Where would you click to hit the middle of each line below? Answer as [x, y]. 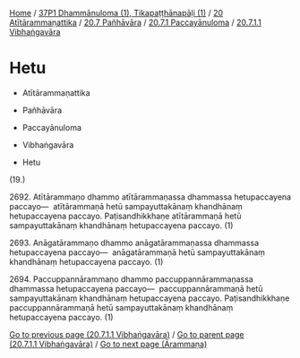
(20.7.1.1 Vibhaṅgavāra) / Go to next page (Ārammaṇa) [108, 344]
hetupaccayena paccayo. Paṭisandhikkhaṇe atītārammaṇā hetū [125, 216]
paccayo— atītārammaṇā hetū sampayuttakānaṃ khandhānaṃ [126, 206]
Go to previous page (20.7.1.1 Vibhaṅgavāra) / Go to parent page [127, 334]
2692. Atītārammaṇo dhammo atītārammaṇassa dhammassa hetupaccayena [150, 197]
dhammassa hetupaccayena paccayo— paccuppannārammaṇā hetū [136, 288]
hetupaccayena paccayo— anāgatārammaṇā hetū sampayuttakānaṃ [137, 252]
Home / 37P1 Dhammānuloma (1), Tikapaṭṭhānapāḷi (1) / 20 [116, 13]
